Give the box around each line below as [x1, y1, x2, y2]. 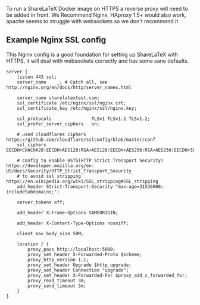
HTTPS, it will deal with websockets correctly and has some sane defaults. [6, 57, 189, 64]
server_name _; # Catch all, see [17, 79, 108, 85]
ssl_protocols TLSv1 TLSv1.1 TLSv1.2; [17, 116, 151, 122]
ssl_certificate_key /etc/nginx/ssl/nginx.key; [17, 105, 137, 111]
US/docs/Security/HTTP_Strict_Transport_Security [6, 168, 132, 174]
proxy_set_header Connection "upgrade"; [27, 267, 129, 273]
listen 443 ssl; [17, 74, 58, 80]
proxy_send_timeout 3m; [27, 283, 86, 289]
